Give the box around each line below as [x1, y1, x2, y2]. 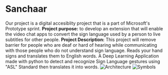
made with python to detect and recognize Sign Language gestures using [5, 58, 160, 64]
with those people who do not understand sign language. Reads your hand [5, 47, 163, 53]
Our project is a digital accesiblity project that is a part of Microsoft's [5, 20, 150, 26]
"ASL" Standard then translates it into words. [5, 64, 99, 70]
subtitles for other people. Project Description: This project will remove [5, 36, 156, 43]
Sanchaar [5, 3, 47, 15]
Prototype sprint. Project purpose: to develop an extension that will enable [5, 25, 163, 31]
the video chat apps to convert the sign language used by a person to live [5, 31, 161, 37]
